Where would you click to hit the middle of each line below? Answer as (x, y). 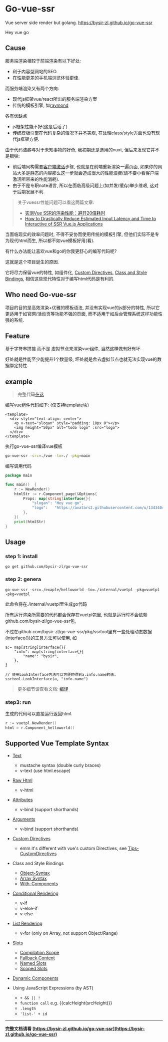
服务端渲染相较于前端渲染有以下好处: (43, 61)
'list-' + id (33, 1014)
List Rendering (27, 923)
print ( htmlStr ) (30, 522)
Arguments (24, 819)
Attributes (22, 800)
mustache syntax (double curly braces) (60, 765)
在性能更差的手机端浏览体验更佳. (46, 78)
